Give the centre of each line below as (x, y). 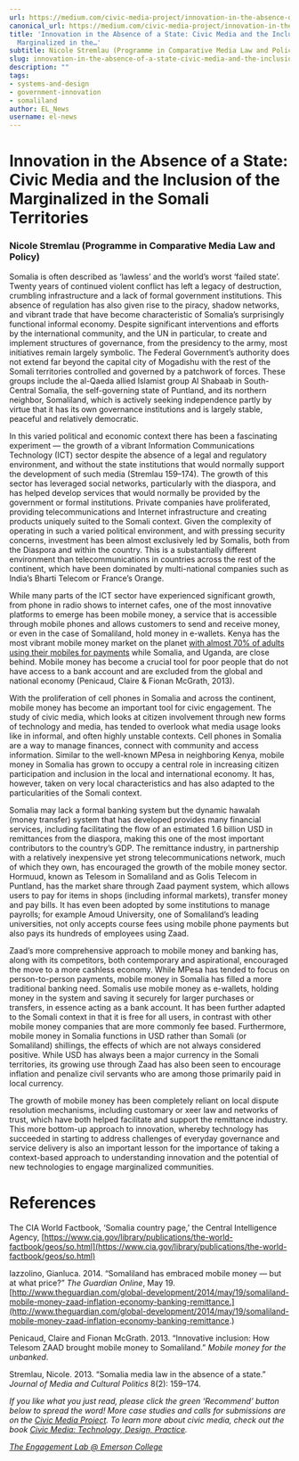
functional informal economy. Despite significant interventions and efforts (144, 324)
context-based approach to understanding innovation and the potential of (144, 1157)
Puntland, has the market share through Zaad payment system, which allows (149, 886)
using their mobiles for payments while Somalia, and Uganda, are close (139, 652)
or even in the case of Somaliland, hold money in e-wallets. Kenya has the (145, 633)
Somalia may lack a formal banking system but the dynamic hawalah (135, 810)
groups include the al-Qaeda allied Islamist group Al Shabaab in (126, 381)
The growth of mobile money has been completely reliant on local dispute (144, 1100)
